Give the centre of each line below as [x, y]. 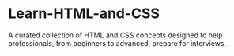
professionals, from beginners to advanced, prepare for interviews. [117, 43]
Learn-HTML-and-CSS [84, 14]
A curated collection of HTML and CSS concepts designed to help [115, 35]
